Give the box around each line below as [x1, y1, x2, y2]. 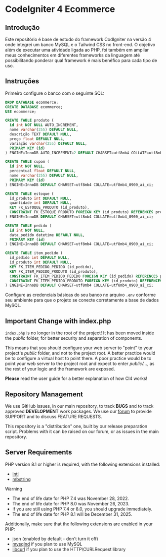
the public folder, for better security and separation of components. [5, 335, 142, 341]
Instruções [5, 77, 40, 85]
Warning [5, 486, 22, 492]
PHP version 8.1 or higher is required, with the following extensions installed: [5, 461, 161, 467]
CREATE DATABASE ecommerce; [5, 104, 63, 110]
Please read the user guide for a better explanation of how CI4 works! [5, 375, 148, 381]
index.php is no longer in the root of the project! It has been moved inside [5, 330, 155, 336]
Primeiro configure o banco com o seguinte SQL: [5, 90, 105, 96]
